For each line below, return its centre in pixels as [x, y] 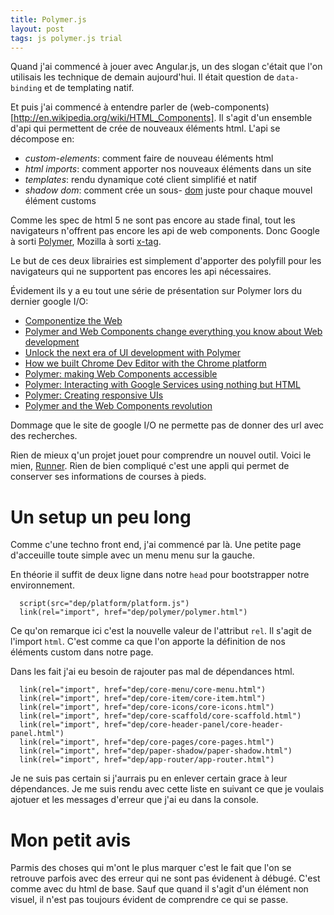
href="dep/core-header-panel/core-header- [194, 725]
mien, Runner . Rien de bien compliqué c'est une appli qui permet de [150, 466]
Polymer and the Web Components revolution [118, 406]
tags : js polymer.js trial [66, 38]
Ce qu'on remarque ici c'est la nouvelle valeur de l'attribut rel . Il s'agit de [161, 631]
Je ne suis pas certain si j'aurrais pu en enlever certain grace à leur [149, 778]
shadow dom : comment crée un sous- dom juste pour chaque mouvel [168, 190]
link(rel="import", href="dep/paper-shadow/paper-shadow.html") [156, 751]
